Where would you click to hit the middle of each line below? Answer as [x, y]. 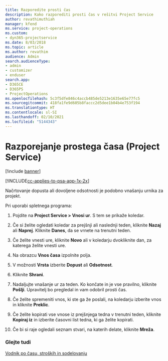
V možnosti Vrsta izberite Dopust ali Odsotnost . [63, 265]
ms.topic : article [24, 47]
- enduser [16, 75]
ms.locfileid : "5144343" [31, 122]
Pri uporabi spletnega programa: [39, 206]
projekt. [13, 196]
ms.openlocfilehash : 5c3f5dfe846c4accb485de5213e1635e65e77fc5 [73, 98]
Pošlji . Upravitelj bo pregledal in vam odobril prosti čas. [69, 289]
